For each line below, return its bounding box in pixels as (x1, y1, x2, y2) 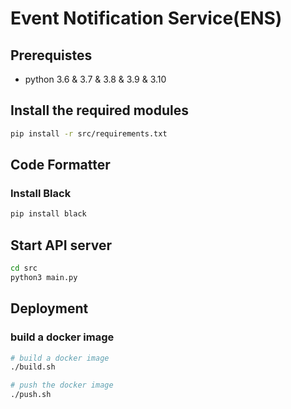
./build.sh (10, 362, 56, 372)
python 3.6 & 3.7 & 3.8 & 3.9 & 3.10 (24, 73, 167, 85)
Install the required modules (10, 102, 189, 119)
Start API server (10, 237, 112, 254)
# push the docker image (10, 380, 114, 391)
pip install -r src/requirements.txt (10, 128, 168, 139)
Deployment (10, 300, 89, 317)
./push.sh (10, 390, 52, 400)
